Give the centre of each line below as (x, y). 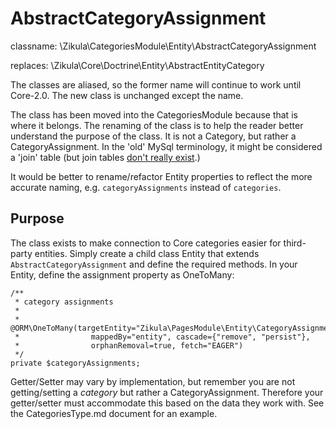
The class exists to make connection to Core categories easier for (146, 243)
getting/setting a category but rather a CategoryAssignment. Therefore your (167, 392)
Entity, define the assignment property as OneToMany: (122, 274)
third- (295, 243)
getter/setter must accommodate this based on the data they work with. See (167, 403)
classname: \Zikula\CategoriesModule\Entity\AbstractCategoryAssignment (163, 46)
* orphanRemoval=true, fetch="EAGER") (129, 345)
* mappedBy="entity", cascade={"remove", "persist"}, (162, 337)
